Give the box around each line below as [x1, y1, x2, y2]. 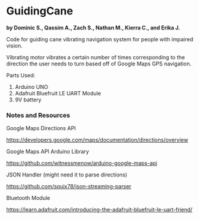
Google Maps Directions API [6, 125, 76, 132]
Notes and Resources [6, 111, 70, 119]
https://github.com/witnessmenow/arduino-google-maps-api [6, 160, 158, 167]
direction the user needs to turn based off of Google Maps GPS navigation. [6, 60, 192, 67]
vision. [6, 42, 23, 49]
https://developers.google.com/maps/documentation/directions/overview [6, 136, 188, 143]
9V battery [14, 96, 42, 103]
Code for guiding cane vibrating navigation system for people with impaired [6, 35, 194, 43]
